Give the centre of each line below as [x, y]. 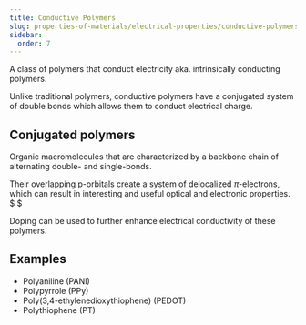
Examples [38, 259]
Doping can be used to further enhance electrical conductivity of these [143, 221]
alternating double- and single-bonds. [81, 167]
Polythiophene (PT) [59, 310]
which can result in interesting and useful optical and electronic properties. [150, 194]
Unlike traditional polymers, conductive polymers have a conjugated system [152, 96]
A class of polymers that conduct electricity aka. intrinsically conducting [145, 69]
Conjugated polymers [72, 134]
